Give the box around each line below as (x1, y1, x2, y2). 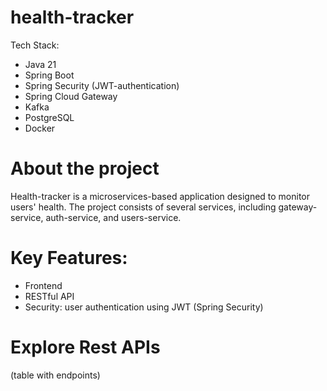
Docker (24, 122, 56, 134)
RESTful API (24, 290, 75, 302)
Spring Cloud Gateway (24, 90, 118, 102)
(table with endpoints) (10, 369, 101, 381)
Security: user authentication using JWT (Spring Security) (24, 301, 264, 313)
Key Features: (10, 247, 128, 270)
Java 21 (24, 58, 57, 70)
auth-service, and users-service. (45, 211, 182, 223)
